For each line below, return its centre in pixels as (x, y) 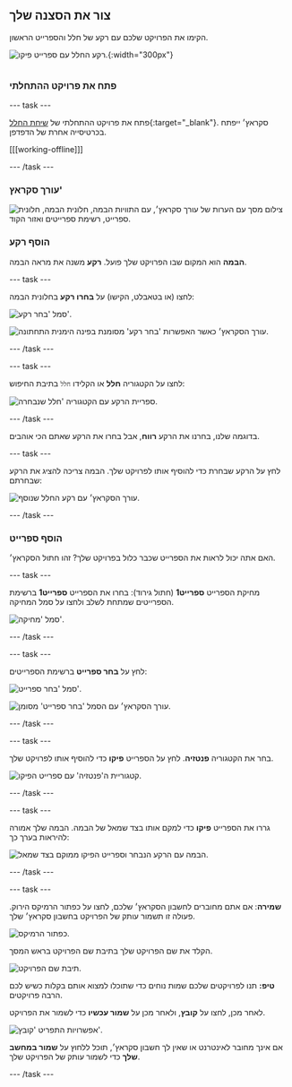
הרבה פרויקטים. (36, 995)
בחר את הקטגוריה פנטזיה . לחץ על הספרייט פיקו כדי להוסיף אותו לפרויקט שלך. (142, 758)
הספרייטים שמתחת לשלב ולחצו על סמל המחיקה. (92, 602)
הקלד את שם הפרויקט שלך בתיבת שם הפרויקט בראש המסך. (111, 951)
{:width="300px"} (140, 55)
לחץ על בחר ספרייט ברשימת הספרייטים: (78, 671)
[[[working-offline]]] (46, 150)
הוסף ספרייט (36, 538)
